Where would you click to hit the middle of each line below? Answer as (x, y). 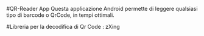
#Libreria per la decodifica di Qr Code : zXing (63, 27)
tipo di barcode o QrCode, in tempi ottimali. (60, 15)
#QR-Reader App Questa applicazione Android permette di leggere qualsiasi (102, 9)
